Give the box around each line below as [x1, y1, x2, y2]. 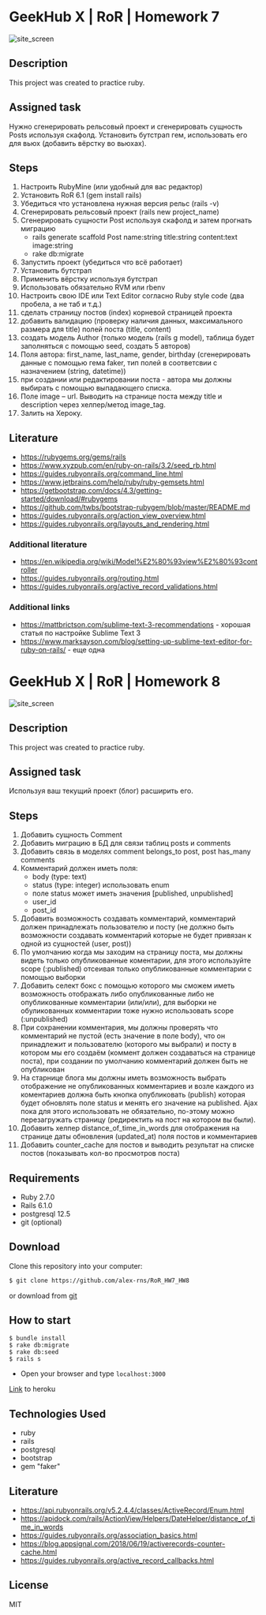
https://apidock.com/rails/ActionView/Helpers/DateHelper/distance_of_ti [20, 1514, 256, 1523]
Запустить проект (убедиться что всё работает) [20, 257, 183, 267]
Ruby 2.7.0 [20, 1192, 55, 1202]
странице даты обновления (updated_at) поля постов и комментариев [20, 1132, 258, 1142]
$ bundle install [9, 1334, 66, 1343]
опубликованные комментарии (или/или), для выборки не [20, 998, 217, 1008]
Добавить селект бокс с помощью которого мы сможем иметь [20, 981, 235, 990]
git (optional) [20, 1217, 62, 1227]
